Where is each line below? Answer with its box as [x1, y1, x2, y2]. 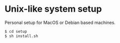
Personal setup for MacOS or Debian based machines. [4, 20, 116, 25]
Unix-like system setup [4, 3, 102, 15]
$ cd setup [4, 29, 27, 34]
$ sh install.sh [4, 33, 38, 39]
